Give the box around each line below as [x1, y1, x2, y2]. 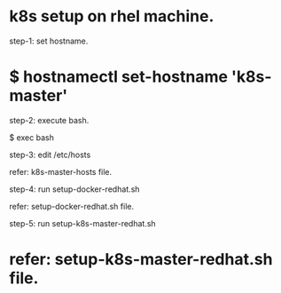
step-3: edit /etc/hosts [9, 149, 91, 160]
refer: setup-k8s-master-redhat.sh [9, 249, 273, 270]
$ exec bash [9, 131, 55, 143]
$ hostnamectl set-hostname [9, 67, 229, 87]
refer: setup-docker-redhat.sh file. [9, 201, 135, 211]
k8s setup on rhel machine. [9, 6, 215, 27]
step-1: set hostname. [9, 36, 89, 46]
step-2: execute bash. [9, 115, 90, 125]
